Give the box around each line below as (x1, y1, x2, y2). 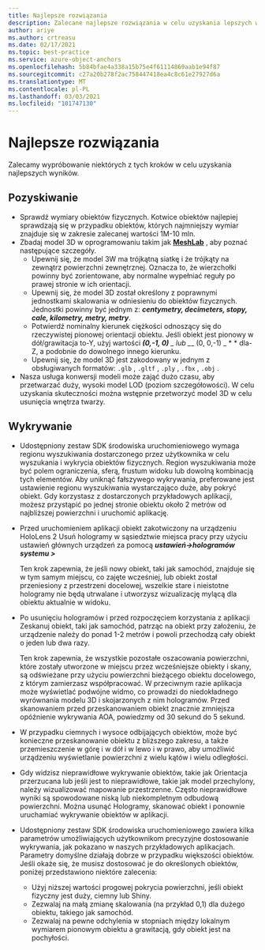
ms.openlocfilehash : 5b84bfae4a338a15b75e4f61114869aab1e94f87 (8, 63, 221, 71)
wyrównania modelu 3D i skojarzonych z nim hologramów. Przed (19, 695, 230, 704)
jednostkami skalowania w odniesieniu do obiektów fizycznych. (31, 296, 238, 305)
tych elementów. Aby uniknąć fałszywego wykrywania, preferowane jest (19, 474, 255, 484)
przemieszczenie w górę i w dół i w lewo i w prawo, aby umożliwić (19, 744, 235, 753)
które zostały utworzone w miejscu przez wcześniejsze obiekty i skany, (19, 662, 252, 671)
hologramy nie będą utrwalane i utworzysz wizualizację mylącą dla (19, 589, 237, 598)
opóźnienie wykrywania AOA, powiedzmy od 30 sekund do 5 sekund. (19, 712, 246, 722)
